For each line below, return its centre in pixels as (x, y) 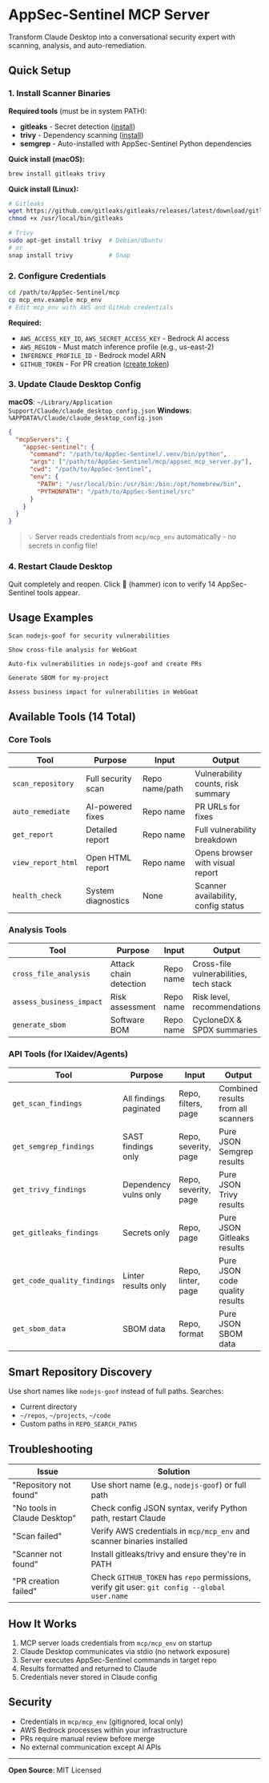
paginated (142, 1109)
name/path (163, 789)
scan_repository (43, 784)
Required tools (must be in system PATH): (78, 111)
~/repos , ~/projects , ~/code (65, 1415)
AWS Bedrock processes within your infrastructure (104, 1730)
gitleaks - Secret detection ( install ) (78, 127)
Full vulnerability (226, 830)
